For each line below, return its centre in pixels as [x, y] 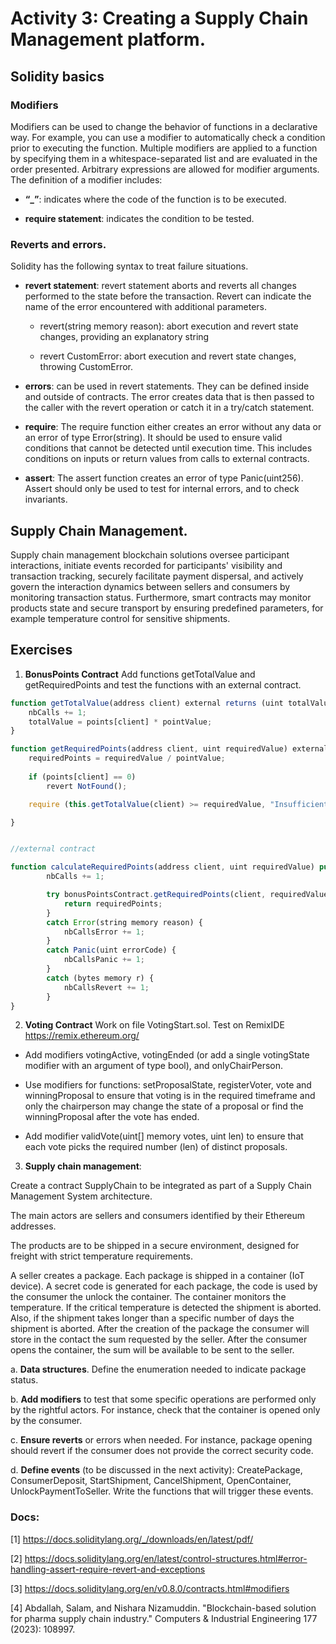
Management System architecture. [81, 1196]
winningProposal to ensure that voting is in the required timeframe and [170, 1096]
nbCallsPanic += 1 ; [104, 960]
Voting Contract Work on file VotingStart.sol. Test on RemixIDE [154, 1025]
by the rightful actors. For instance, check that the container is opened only [165, 1410]
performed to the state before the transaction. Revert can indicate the [168, 296]
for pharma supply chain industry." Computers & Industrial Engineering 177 [164, 1618]
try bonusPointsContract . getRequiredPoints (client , [156, 895]
